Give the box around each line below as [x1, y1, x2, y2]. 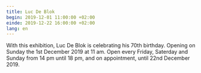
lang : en [6, 25, 28, 32]
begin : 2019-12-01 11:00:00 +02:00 [6, 14, 95, 20]
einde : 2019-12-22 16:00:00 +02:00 [6, 20, 95, 26]
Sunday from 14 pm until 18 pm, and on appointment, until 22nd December [6, 54, 190, 62]
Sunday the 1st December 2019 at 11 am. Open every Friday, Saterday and [6, 48, 188, 56]
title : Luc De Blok [6, 8, 55, 15]
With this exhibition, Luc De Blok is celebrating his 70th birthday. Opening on [6, 42, 196, 49]
